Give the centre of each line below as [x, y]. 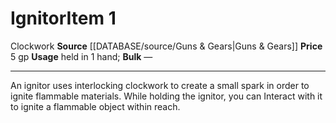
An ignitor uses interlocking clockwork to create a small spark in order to [160, 85]
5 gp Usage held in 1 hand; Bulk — [81, 56]
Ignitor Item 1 [63, 18]
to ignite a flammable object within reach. [95, 106]
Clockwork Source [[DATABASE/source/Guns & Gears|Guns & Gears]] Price [166, 46]
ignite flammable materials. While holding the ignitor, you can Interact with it [166, 96]
